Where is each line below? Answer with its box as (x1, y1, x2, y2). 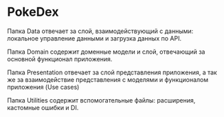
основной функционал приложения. (7, 54, 113, 63)
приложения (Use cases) (7, 83, 80, 91)
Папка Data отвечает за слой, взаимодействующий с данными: (7, 27, 194, 35)
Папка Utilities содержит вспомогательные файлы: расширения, (7, 96, 196, 104)
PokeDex (7, 4, 59, 20)
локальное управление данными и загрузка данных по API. (7, 34, 182, 42)
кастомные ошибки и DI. (7, 103, 79, 111)
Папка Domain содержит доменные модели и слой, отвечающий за (7, 47, 205, 56)
